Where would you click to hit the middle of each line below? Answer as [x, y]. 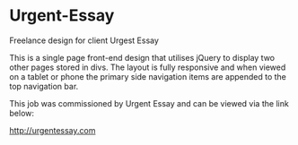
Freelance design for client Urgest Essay [84, 40]
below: [22, 113]
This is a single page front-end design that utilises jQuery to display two [142, 57]
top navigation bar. [44, 86]
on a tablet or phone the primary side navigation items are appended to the [148, 76]
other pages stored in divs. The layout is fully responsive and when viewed [148, 67]
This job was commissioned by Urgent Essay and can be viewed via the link [149, 103]
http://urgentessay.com [53, 130]
